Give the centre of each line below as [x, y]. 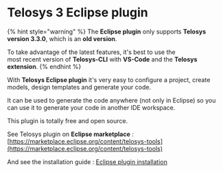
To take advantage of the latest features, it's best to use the [92, 52]
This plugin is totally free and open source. [68, 120]
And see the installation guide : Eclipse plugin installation [87, 161]
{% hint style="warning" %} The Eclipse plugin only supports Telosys [107, 31]
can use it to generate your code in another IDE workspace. [91, 107]
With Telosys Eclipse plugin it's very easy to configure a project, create [109, 79]
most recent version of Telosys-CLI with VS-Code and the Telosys [102, 59]
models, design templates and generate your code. [79, 87]
